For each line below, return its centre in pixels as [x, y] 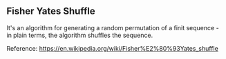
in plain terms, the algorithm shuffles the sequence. [80, 35]
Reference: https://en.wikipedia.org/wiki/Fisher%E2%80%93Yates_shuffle [112, 48]
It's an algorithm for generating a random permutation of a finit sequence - [113, 27]
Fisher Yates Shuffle [51, 11]
